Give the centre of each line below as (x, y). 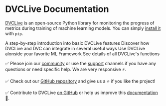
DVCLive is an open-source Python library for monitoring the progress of (80, 23)
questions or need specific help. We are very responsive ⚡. (66, 69)
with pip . (14, 33)
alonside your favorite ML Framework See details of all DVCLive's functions (83, 54)
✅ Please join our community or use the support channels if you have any (81, 63)
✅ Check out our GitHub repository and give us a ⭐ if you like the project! (80, 81)
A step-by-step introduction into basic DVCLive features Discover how (77, 43)
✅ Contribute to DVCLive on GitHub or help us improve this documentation (82, 93)
